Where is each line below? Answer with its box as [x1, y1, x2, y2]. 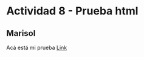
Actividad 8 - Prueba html [6, 4, 139, 18]
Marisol [6, 28, 36, 38]
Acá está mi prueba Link [6, 44, 67, 51]
